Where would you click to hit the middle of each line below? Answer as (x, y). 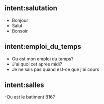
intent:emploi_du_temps (43, 47)
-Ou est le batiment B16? (30, 97)
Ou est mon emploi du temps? (43, 58)
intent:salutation (31, 8)
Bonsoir (20, 31)
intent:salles (24, 85)
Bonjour (20, 20)
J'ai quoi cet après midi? (37, 64)
